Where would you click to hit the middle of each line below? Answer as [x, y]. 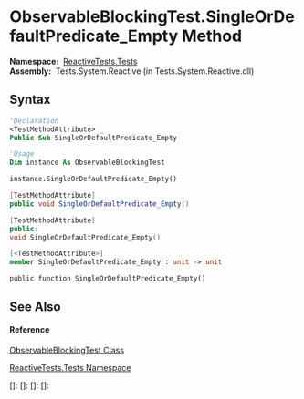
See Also [35, 307]
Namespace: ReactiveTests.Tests [73, 61]
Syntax [30, 100]
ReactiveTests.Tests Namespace [70, 367]
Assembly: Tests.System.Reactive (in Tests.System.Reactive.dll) [132, 71]
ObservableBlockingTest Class [67, 350]
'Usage [22, 154]
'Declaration [34, 120]
